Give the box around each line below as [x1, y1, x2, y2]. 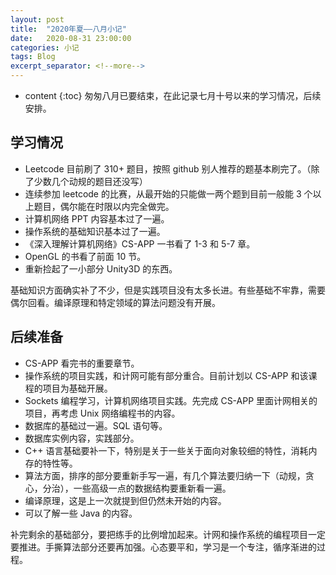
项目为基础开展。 [42, 382, 113, 394]
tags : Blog [10, 52, 56, 62]
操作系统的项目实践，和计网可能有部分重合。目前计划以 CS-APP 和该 [24, 369, 309, 381]
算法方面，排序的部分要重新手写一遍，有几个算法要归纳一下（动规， [24, 469, 306, 481]
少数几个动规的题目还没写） [33, 175, 148, 187]
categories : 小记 [10, 42, 80, 53]
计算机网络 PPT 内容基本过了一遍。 [24, 212, 170, 225]
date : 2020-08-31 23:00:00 [10, 33, 132, 43]
